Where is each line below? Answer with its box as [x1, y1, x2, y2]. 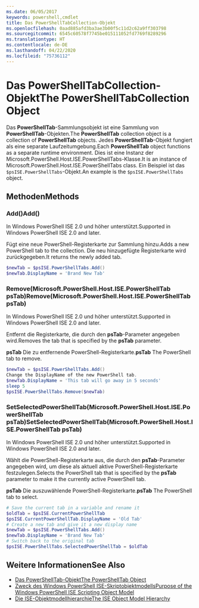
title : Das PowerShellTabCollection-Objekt [6, 20, 116, 26]
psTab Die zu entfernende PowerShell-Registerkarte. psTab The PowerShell [6, 349, 191, 356]
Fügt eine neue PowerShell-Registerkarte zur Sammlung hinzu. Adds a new [6, 241, 189, 248]
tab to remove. [6, 355, 42, 362]
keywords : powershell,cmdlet [6, 14, 79, 20]
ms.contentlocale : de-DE [6, 42, 68, 48]
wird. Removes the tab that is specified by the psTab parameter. [6, 337, 162, 344]
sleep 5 [6, 383, 26, 389]
